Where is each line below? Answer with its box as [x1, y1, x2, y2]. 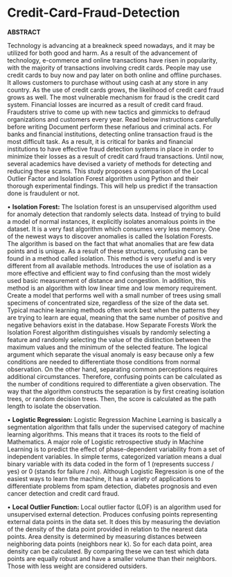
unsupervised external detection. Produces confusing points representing [7, 510, 218, 519]
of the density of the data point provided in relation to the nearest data [7, 525, 208, 533]
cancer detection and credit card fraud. [7, 489, 120, 498]
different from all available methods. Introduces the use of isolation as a [7, 261, 212, 270]
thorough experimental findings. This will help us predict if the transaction [7, 181, 218, 190]
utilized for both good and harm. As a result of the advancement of [7, 49, 198, 57]
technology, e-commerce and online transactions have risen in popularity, [7, 56, 218, 64]
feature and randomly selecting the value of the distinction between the [7, 335, 211, 343]
